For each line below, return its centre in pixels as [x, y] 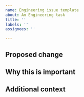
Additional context [35, 90]
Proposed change [34, 54]
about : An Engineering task [35, 15]
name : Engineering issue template [42, 10]
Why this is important [40, 72]
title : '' [16, 20]
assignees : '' [20, 29]
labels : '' [17, 24]
